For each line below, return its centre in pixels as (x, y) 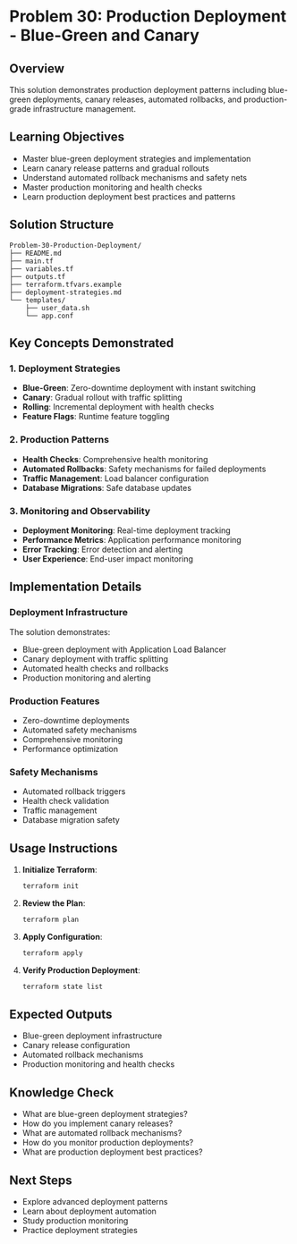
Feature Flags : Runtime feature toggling (96, 417)
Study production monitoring (75, 1220)
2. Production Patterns (59, 440)
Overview (37, 68)
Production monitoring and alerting (86, 678)
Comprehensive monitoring (72, 739)
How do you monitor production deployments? (108, 1143)
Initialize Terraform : (59, 870)
